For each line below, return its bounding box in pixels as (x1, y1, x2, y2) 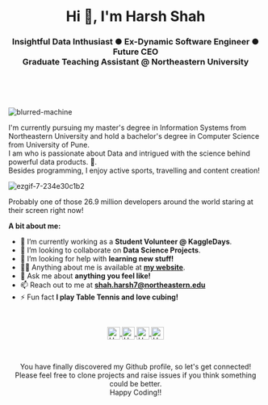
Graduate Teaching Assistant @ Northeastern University (22, 56, 249, 68)
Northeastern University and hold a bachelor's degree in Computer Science (8, 132, 260, 141)
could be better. (109, 379, 162, 389)
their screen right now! (8, 206, 84, 215)
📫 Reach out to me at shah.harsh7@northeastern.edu (19, 280, 206, 290)
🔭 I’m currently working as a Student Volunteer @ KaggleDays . (19, 237, 232, 247)
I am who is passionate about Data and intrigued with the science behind (8, 148, 250, 158)
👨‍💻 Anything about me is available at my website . (19, 262, 186, 273)
